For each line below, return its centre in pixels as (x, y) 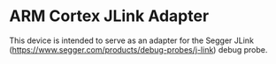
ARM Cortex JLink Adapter (109, 16)
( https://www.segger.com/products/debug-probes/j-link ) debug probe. (138, 49)
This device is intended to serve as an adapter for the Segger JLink (132, 40)
